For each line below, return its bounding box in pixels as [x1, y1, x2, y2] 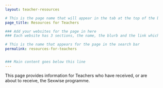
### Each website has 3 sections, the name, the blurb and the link [5, 33, 147, 38]
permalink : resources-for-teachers [5, 47, 77, 51]
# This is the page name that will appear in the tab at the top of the [5, 15, 155, 21]
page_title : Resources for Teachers [5, 20, 79, 25]
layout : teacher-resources [5, 7, 60, 12]
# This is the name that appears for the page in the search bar [5, 42, 140, 47]
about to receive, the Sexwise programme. [5, 77, 90, 83]
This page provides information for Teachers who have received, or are [5, 73, 147, 78]
